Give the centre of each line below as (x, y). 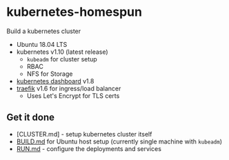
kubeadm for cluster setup (62, 59)
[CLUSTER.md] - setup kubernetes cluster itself (84, 134)
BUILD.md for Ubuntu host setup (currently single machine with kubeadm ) (119, 141)
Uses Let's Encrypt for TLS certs (73, 96)
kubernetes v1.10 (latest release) (62, 52)
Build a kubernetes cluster (44, 31)
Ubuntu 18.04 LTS (42, 44)
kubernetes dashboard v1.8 (55, 81)
